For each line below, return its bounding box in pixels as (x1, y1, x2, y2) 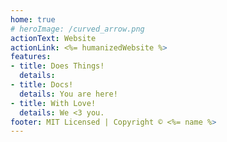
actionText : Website (10, 33, 97, 43)
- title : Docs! (10, 80, 74, 90)
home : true (10, 14, 56, 25)
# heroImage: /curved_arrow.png (10, 24, 145, 34)
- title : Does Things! (10, 61, 105, 71)
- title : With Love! (10, 98, 97, 108)
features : (10, 52, 52, 62)
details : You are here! (19, 89, 118, 99)
